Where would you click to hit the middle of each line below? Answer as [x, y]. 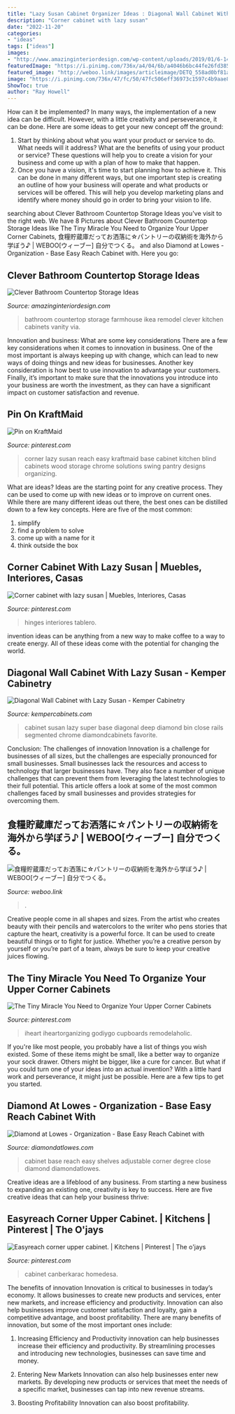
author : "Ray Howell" [39, 92]
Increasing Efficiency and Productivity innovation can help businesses [118, 1338]
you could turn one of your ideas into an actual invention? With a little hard [114, 1069]
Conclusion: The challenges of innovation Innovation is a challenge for [108, 749]
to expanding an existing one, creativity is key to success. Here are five [110, 1189]
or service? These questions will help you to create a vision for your [115, 156]
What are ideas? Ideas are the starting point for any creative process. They [115, 487]
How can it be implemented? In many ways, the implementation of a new [112, 112]
